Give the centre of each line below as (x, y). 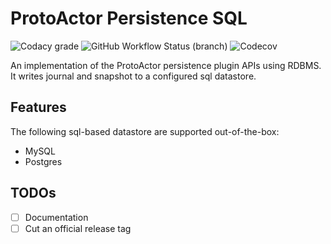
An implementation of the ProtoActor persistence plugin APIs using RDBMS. (166, 65)
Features (38, 107)
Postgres (43, 161)
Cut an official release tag (78, 228)
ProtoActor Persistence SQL (129, 18)
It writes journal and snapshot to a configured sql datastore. (133, 76)
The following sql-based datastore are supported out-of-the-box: (145, 131)
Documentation (56, 217)
